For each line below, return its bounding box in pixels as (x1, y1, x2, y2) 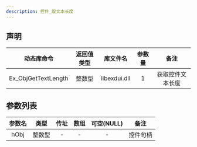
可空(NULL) (91, 120, 123, 128)
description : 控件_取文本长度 (6, 8, 74, 15)
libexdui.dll (100, 74, 131, 82)
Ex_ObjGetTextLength (9, 74, 69, 82)
